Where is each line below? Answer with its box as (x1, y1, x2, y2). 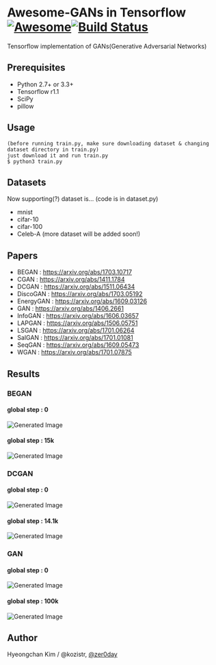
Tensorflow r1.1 (16, 87, 59, 95)
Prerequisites (7, 62, 66, 73)
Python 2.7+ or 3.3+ (16, 80, 74, 88)
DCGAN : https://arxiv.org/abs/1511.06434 (16, 282, 135, 291)
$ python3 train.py (7, 158, 63, 165)
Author (7, 632, 38, 644)
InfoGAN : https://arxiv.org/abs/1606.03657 (16, 312, 139, 320)
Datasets (7, 176, 46, 188)
